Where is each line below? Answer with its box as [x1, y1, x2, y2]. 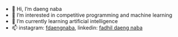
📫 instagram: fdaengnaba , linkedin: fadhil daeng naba [11, 24, 143, 31]
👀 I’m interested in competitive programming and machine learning [11, 12, 173, 18]
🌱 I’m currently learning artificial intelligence [11, 18, 118, 24]
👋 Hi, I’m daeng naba [11, 6, 63, 12]
